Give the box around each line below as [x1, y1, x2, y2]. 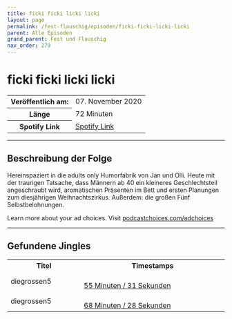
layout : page [7, 17, 45, 23]
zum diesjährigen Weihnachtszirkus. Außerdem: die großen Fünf [7, 193, 191, 201]
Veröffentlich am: [10, 97, 69, 106]
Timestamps [131, 260, 174, 270]
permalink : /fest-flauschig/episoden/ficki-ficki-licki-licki [7, 23, 190, 30]
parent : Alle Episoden [7, 29, 72, 37]
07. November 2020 [75, 97, 142, 106]
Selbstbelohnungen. [7, 200, 64, 209]
